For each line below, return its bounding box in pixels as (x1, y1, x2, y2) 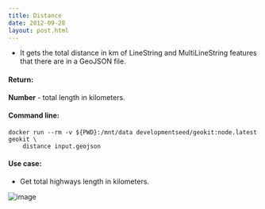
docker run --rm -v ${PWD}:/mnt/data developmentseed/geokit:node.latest (8, 128, 258, 136)
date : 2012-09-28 (8, 19, 66, 27)
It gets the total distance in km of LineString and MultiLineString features (19, 48, 257, 58)
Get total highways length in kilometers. (19, 176, 149, 186)
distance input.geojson (22, 142, 102, 150)
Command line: (8, 110, 60, 120)
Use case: (8, 159, 42, 168)
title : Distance (8, 11, 62, 20)
